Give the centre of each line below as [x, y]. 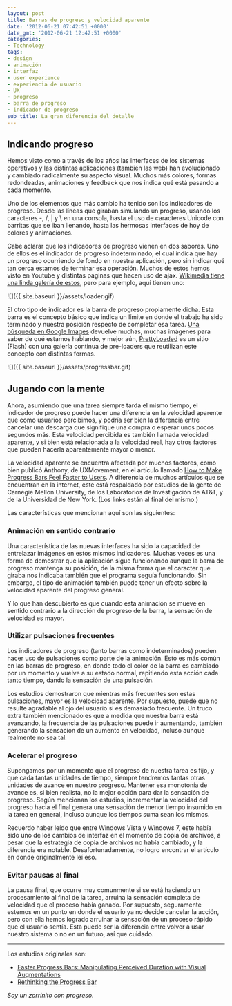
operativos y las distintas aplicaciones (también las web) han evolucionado [114, 168]
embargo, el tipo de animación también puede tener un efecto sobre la [107, 582]
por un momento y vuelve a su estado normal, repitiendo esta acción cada [113, 673]
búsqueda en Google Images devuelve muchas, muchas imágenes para [109, 331]
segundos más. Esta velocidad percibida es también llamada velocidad [108, 435]
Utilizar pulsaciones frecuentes [61, 636]
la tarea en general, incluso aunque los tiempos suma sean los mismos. [108, 815]
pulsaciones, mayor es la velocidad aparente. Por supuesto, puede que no [113, 701]
